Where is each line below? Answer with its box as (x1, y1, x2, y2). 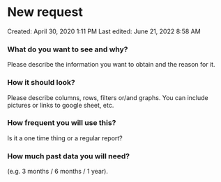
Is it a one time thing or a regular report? (7, 133, 123, 142)
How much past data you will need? (7, 151, 130, 160)
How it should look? (7, 78, 75, 88)
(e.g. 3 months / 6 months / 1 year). (7, 167, 108, 176)
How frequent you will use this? (7, 118, 116, 128)
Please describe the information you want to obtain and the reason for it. (7, 60, 215, 69)
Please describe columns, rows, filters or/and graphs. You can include (7, 93, 209, 101)
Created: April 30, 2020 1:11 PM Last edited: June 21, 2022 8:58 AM (7, 27, 201, 35)
